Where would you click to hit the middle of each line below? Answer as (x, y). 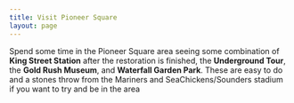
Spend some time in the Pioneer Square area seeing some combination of (144, 51)
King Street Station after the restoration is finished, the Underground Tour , (148, 60)
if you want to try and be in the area (75, 89)
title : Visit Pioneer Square (63, 17)
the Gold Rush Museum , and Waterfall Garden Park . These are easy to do (146, 70)
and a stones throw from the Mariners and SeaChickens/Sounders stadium (146, 79)
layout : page (33, 26)
